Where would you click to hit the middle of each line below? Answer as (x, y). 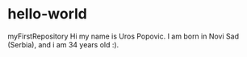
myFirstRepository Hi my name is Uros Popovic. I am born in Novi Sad (123, 36)
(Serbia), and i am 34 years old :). (63, 44)
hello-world (48, 14)
